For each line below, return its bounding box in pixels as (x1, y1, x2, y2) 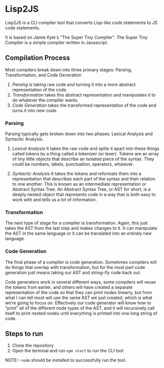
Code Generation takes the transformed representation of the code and (12, 102, 157, 108)
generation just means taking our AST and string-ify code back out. (5, 270, 141, 275)
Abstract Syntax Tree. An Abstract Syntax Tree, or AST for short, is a (12, 186, 151, 192)
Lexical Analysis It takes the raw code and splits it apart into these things (12, 146, 160, 151)
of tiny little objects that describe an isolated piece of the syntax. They (12, 156, 154, 162)
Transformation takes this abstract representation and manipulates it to (12, 92, 156, 98)
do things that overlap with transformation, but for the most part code (5, 264, 145, 270)
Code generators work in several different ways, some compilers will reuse (5, 279, 156, 285)
